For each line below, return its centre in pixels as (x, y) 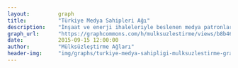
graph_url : (23, 34)
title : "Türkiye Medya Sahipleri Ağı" (79, 21)
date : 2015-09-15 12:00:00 (63, 40)
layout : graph (41, 14)
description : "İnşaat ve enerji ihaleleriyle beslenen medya (104, 27)
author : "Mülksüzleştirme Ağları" (71, 47)
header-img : (25, 54)
